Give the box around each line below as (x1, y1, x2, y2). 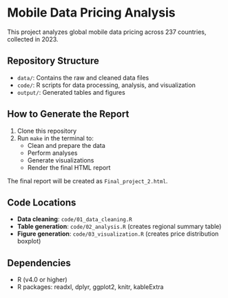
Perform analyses (27, 149, 78, 157)
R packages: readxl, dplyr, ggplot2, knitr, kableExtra (17, 283, 164, 291)
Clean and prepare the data (27, 141, 105, 149)
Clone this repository (17, 127, 77, 135)
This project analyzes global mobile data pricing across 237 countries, (7, 28, 207, 36)
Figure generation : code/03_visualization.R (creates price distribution (17, 230, 219, 238)
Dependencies (7, 257, 71, 269)
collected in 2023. (7, 35, 59, 43)
